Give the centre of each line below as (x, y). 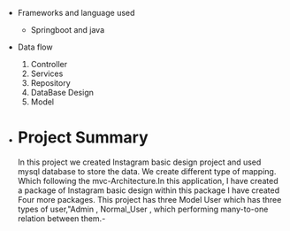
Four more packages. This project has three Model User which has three (149, 199)
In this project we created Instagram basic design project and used (139, 162)
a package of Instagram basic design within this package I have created (149, 190)
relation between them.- (61, 218)
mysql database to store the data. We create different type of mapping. (147, 171)
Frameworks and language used (76, 13)
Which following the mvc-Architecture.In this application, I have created (148, 181)
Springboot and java (68, 30)
